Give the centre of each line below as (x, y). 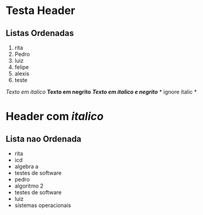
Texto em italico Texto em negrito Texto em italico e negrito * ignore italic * (101, 92)
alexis (22, 73)
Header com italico (55, 117)
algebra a (27, 166)
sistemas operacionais (43, 205)
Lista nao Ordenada (44, 139)
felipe (22, 67)
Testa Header (41, 11)
